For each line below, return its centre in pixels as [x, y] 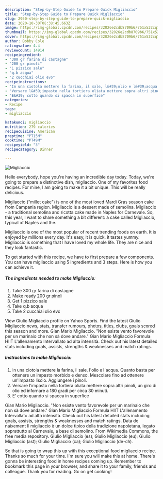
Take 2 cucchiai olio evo [36, 311]
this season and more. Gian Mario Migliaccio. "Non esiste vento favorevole [80, 331]
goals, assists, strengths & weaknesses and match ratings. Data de [72, 421]
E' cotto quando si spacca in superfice [50, 396]
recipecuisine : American [30, 131]
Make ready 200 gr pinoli [37, 296]
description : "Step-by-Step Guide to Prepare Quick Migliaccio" [71, 9]
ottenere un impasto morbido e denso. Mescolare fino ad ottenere [78, 375]
